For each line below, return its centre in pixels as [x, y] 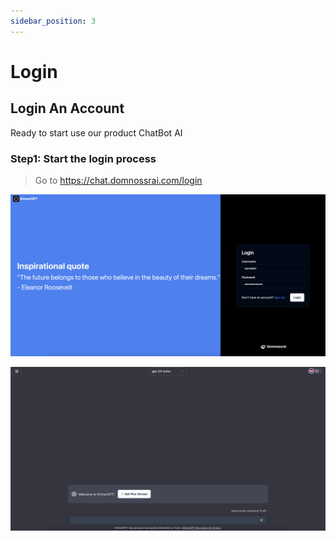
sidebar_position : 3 [53, 21]
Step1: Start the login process [83, 158]
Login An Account [67, 108]
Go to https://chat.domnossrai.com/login [118, 180]
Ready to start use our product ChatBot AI [96, 132]
